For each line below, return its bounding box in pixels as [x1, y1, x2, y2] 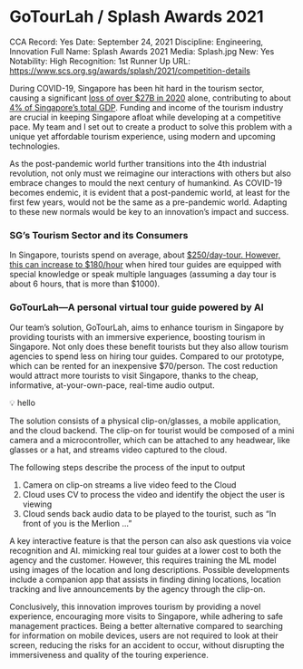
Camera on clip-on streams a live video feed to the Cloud [22, 479, 237, 490]
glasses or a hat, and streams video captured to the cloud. [9, 444, 228, 455]
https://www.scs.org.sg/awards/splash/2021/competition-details [9, 65, 251, 76]
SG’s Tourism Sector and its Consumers [9, 228, 189, 241]
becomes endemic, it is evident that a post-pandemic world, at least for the [9, 187, 290, 198]
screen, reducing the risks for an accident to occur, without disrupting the [9, 639, 285, 650]
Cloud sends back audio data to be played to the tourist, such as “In [22, 508, 277, 519]
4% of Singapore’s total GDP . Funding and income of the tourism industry [9, 102, 284, 112]
